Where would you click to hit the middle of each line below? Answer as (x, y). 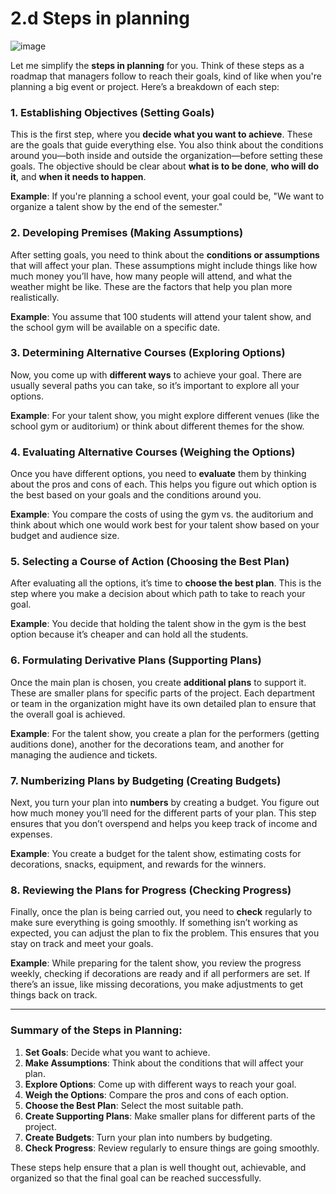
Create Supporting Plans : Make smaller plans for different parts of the (170, 1116)
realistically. (35, 297)
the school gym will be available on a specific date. (115, 327)
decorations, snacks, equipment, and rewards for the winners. (138, 864)
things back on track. (54, 995)
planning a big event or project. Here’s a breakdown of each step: (145, 86)
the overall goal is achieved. (68, 714)
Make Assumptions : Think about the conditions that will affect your (164, 1063)
